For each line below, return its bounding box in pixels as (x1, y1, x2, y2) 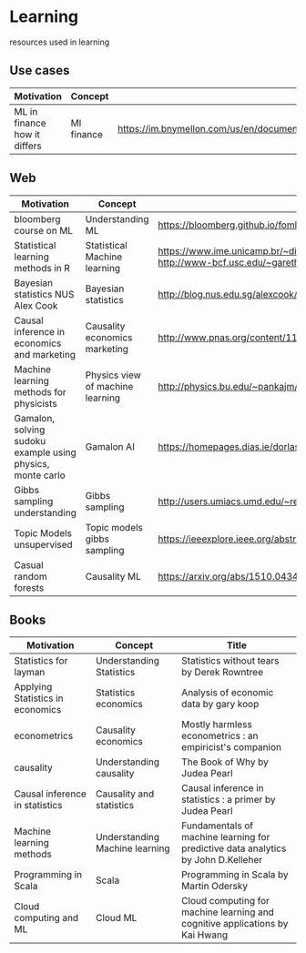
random (14, 570, 47, 583)
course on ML (14, 224, 74, 237)
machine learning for (181, 831, 270, 844)
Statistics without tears (181, 654, 280, 667)
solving (14, 423, 46, 436)
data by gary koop (181, 698, 260, 711)
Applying (14, 681, 53, 694)
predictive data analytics (181, 842, 287, 855)
